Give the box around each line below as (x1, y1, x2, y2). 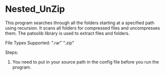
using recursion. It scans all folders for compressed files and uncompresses (5, 25, 160, 31)
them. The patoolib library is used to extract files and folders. (5, 30, 130, 36)
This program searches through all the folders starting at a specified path (5, 20, 155, 26)
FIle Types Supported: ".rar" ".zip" (5, 39, 74, 45)
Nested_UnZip (5, 3, 65, 15)
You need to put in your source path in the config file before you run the (12, 59, 160, 65)
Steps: (5, 49, 18, 55)
